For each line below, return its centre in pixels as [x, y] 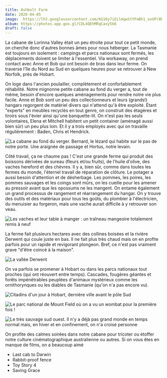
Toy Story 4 [24, 365]
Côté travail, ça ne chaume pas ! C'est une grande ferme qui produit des [79, 156]
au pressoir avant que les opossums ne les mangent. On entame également [83, 188]
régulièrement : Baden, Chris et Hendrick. [48, 132]
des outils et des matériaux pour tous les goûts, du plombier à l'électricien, [82, 199]
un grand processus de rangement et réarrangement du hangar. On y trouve [83, 193]
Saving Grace [26, 371]
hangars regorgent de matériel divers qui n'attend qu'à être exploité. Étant [81, 105]
